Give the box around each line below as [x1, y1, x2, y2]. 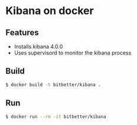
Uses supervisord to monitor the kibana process [14, 49, 132, 56]
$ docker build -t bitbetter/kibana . [5, 82, 101, 87]
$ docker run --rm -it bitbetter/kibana [5, 113, 107, 120]
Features [5, 28, 39, 38]
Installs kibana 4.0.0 [14, 43, 63, 50]
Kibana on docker [5, 4, 94, 18]
